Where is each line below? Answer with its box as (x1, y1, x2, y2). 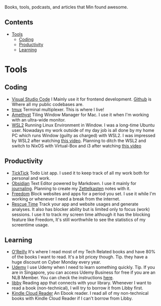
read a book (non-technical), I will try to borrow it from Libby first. (11, 285, 143, 291)
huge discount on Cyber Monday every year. (11, 259, 102, 265)
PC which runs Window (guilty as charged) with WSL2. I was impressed (11, 132, 156, 138)
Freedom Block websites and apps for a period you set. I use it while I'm (11, 190, 156, 197)
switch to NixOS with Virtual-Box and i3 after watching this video (11, 143, 142, 148)
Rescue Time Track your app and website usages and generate (11, 201, 139, 207)
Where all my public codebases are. (11, 101, 84, 107)
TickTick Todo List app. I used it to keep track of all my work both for (11, 170, 149, 176)
